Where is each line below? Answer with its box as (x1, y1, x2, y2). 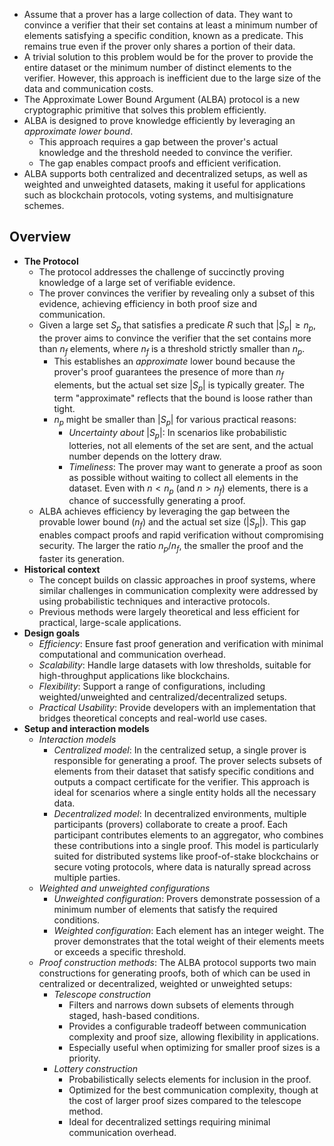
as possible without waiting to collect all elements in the (68, 471, 299, 483)
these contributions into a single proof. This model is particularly (53, 839, 319, 851)
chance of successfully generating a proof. (68, 495, 246, 507)
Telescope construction (53, 988, 152, 1000)
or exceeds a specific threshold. (53, 945, 187, 958)
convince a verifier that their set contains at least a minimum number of (23, 19, 319, 31)
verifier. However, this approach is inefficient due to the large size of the (23, 72, 322, 84)
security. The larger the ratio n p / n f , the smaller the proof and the (38, 540, 304, 554)
